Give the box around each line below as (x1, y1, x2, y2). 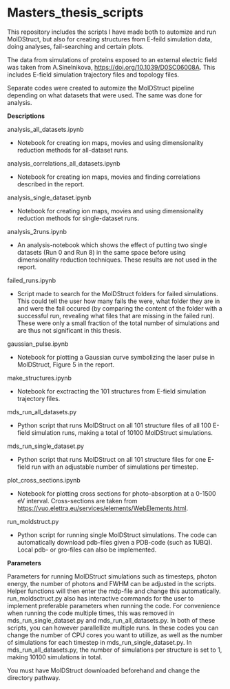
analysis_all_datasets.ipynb (7, 125, 84, 133)
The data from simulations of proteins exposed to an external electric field (7, 55, 218, 64)
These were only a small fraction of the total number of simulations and (17, 319, 220, 327)
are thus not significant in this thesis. (17, 326, 122, 334)
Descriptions (7, 112, 45, 120)
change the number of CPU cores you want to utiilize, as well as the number (7, 630, 223, 639)
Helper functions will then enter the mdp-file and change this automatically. (7, 587, 222, 595)
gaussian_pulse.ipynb (7, 340, 69, 348)
